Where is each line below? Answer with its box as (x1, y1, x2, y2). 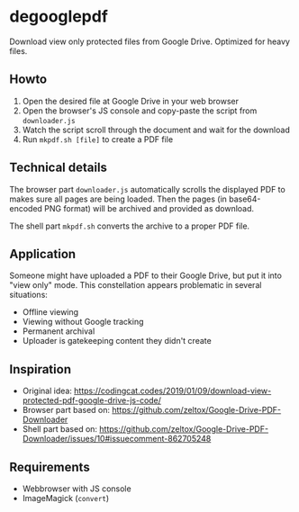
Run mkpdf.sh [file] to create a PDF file (22, 133, 174, 145)
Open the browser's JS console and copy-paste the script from (22, 105, 258, 116)
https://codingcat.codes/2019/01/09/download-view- (73, 385, 272, 397)
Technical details (9, 160, 108, 175)
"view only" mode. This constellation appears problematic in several (9, 280, 262, 291)
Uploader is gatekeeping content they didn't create (22, 336, 212, 346)
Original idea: (22, 385, 72, 397)
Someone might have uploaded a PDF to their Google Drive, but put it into (9, 270, 282, 281)
